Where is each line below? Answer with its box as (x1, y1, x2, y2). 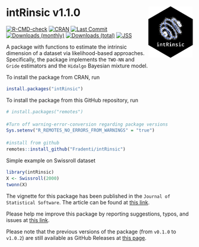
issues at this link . (6, 216, 50, 223)
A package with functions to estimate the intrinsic (6, 43, 127, 50)
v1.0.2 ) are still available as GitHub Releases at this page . (6, 234, 147, 241)
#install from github (6, 140, 60, 146)
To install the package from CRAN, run (6, 73, 100, 81)
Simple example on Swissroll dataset (6, 157, 96, 164)
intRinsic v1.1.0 (6, 6, 81, 20)
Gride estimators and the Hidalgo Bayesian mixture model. (6, 62, 148, 69)
